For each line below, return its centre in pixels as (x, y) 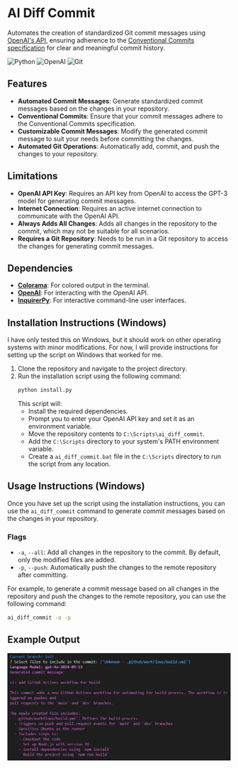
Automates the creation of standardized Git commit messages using (107, 33)
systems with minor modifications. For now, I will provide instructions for (113, 347)
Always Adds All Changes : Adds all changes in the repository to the (117, 223)
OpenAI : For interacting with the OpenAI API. (83, 293)
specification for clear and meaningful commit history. (86, 48)
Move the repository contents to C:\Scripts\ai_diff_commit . (117, 434)
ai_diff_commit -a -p (39, 618)
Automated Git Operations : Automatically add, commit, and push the (118, 146)
